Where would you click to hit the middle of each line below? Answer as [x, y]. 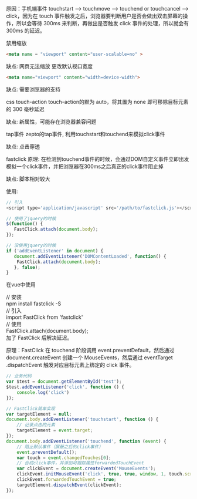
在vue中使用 [21, 285]
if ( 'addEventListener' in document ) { [55, 251]
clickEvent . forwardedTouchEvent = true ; [67, 480]
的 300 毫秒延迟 [26, 109]
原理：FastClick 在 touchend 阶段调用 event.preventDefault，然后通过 [90, 350]
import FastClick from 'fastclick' [45, 317]
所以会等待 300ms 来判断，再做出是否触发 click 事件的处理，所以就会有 [103, 23]
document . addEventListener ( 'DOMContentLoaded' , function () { [90, 256]
